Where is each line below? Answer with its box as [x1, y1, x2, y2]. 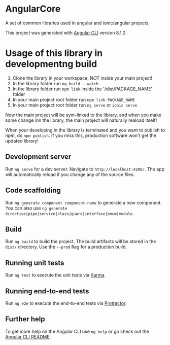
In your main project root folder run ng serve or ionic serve [12, 102, 138, 108]
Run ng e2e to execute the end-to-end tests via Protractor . [5, 300, 127, 306]
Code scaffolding [5, 186, 61, 195]
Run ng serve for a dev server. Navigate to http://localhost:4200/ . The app [5, 166, 165, 172]
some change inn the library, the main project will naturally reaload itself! [5, 117, 157, 123]
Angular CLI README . [5, 333, 51, 340]
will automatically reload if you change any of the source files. [5, 171, 135, 178]
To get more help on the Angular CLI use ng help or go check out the [5, 328, 149, 334]
